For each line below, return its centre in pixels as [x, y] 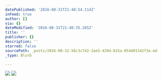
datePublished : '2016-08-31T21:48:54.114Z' [50, 10]
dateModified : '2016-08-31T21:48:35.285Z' [49, 28]
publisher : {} [20, 37]
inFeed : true [18, 14]
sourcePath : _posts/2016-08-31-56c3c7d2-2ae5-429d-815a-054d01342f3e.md [81, 51]
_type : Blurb [18, 55]
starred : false [21, 46]
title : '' [15, 32]
